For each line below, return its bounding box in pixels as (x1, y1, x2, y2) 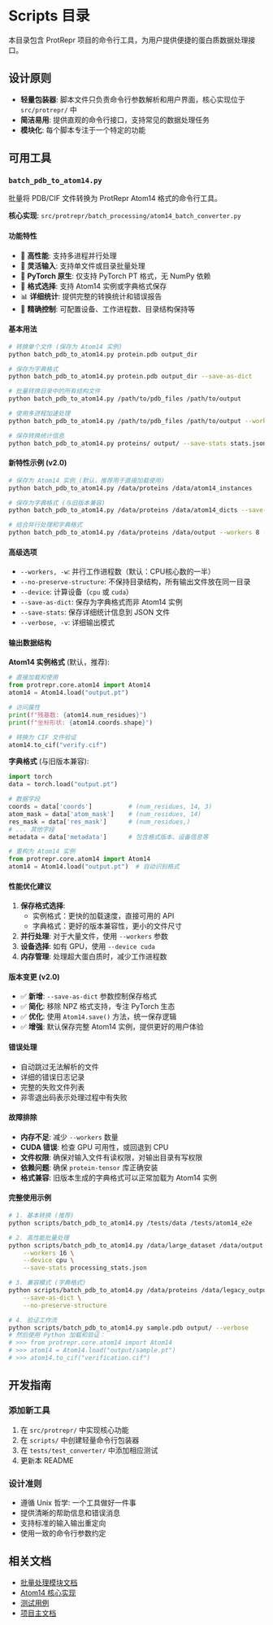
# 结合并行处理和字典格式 (8, 521, 83, 529)
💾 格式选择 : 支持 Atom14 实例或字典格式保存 (19, 281, 167, 290)
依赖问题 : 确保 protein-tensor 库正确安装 (19, 1162, 158, 1172)
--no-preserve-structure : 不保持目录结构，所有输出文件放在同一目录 (19, 577, 251, 587)
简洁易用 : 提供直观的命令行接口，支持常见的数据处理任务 (19, 115, 210, 124)
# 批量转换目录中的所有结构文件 (8, 387, 101, 395)
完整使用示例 (8, 1193, 51, 1203)
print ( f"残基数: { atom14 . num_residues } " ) (8, 710, 147, 719)
